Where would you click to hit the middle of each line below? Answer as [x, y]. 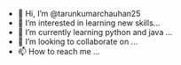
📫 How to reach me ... [59, 51]
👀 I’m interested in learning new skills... [89, 23]
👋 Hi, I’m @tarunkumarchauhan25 [79, 14]
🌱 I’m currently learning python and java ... [95, 32]
